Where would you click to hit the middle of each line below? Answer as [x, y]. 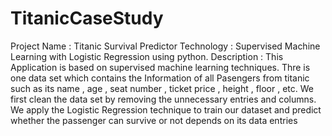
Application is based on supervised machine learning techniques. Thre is [160, 67]
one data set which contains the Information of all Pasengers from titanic [160, 78]
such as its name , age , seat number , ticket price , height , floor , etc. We [162, 88]
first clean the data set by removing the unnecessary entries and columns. [163, 99]
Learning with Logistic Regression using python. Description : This [147, 56]
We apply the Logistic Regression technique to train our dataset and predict [166, 109]
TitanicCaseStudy [87, 18]
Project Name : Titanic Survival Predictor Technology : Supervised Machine [165, 46]
